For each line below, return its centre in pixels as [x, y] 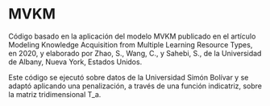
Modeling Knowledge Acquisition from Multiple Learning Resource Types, [131, 44]
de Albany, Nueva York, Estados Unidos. [75, 62]
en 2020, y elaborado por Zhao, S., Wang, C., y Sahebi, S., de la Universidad [135, 53]
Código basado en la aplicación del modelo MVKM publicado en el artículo [132, 36]
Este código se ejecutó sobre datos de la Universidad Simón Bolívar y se [129, 77]
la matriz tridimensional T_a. [55, 94]
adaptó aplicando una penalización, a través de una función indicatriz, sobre [135, 86]
